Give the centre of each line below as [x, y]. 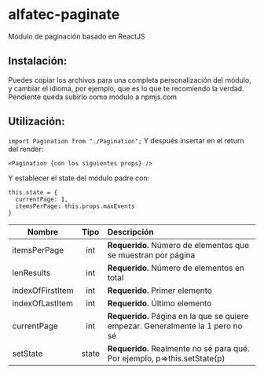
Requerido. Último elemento [159, 303]
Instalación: [38, 61]
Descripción [131, 231]
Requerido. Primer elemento [159, 291]
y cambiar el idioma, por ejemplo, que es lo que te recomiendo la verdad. [126, 88]
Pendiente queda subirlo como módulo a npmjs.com [93, 97]
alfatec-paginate [64, 15]
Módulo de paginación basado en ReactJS [77, 36]
